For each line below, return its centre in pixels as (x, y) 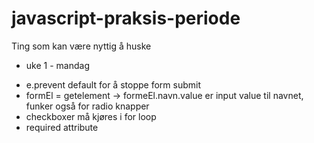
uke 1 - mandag (57, 65)
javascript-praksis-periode (126, 18)
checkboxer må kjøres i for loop (91, 116)
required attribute (62, 127)
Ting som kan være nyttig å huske (81, 46)
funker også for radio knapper (87, 106)
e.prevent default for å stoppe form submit (113, 84)
